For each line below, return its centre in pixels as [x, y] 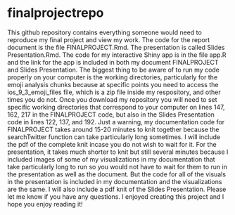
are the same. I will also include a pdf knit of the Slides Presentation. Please [117, 189]
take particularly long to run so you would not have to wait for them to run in [117, 167]
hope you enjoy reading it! [45, 204]
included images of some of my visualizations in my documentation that [112, 159]
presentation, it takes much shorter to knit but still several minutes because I [118, 152]
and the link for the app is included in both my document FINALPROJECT [113, 62]
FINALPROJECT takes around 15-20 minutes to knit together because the [113, 129]
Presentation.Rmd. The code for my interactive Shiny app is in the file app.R [117, 55]
